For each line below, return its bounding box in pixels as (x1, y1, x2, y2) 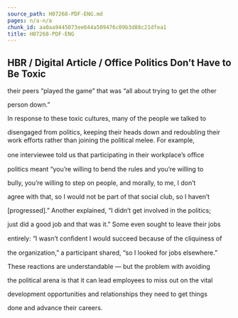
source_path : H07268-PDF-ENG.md (7, 10, 103, 18)
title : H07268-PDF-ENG (7, 30, 75, 38)
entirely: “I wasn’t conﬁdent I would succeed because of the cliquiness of (7, 234, 222, 243)
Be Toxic (7, 68, 46, 80)
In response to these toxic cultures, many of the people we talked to (7, 115, 207, 123)
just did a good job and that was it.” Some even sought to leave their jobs (7, 220, 222, 228)
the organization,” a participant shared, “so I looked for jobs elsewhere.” (7, 248, 218, 257)
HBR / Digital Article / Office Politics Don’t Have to (7, 56, 232, 68)
